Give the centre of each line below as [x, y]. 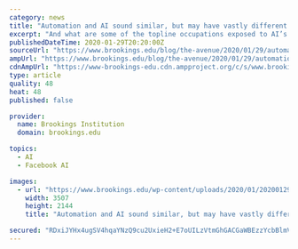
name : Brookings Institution [71, 124]
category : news [37, 17]
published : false [41, 100]
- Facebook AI [43, 165]
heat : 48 [25, 92]
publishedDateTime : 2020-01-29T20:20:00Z [87, 42]
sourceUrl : [29, 51]
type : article [35, 76]
